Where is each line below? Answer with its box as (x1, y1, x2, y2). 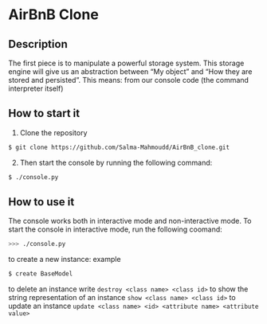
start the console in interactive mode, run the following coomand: (8, 224, 223, 234)
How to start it (8, 107, 80, 120)
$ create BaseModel (8, 270, 73, 278)
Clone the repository (19, 127, 88, 137)
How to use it (8, 195, 75, 209)
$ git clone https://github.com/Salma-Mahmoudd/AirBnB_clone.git (8, 143, 230, 151)
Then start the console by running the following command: (19, 158, 213, 167)
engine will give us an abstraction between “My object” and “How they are (8, 67, 253, 76)
